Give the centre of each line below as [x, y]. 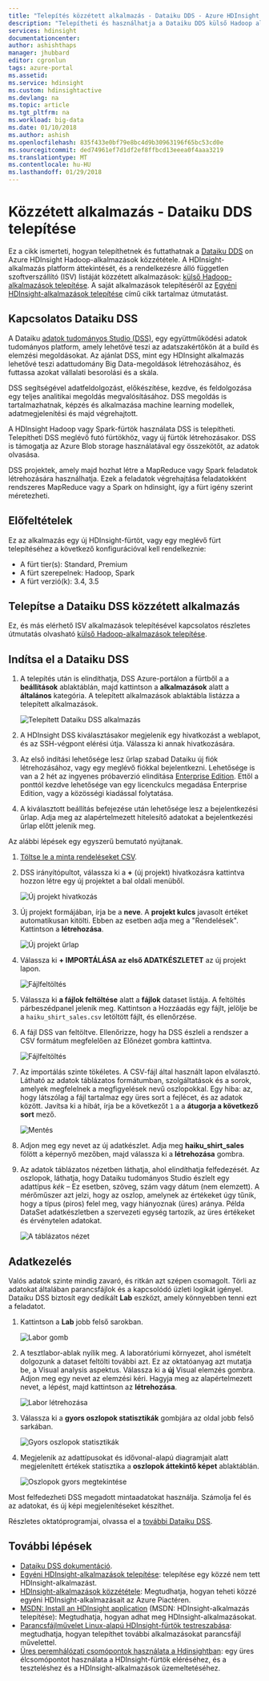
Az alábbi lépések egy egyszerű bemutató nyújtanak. [96, 842]
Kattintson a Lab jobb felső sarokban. [82, 1322]
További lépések [50, 1547]
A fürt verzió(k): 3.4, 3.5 [59, 581]
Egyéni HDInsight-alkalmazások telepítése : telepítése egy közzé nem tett [140, 1574]
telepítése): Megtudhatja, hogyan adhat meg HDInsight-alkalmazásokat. [138, 1617]
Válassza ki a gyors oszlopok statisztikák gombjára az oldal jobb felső [137, 1418]
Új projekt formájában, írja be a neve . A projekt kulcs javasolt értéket [134, 912]
